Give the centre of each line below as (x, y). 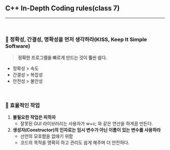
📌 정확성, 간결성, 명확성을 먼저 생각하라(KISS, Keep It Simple (76, 39)
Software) (18, 46)
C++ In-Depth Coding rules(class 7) (62, 8)
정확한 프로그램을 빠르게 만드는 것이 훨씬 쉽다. (62, 58)
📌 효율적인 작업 (23, 105)
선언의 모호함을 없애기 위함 (47, 136)
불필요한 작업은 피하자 (34, 117)
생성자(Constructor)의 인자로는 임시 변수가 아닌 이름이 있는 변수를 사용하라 (87, 130)
